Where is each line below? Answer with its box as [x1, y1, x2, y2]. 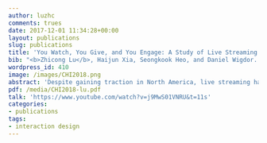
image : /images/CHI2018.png [8, 71, 102, 79]
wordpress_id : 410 [8, 64, 69, 71]
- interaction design [8, 122, 80, 130]
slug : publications [8, 41, 73, 49]
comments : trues [8, 19, 62, 27]
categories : [8, 100, 48, 108]
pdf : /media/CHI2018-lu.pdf [8, 85, 102, 94]
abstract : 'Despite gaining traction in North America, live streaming [8, 78, 250, 86]
